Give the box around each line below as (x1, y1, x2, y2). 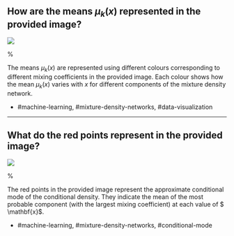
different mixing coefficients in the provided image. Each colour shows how (7, 73, 224, 81)
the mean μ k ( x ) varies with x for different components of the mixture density (7, 80, 226, 90)
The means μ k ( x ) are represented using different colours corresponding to (7, 64, 221, 73)
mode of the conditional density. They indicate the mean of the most (7, 193, 203, 201)
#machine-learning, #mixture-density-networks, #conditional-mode (17, 221, 212, 230)
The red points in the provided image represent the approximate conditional (7, 185, 224, 194)
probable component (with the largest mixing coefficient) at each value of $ (7, 200, 224, 209)
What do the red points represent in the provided (7, 129, 223, 141)
